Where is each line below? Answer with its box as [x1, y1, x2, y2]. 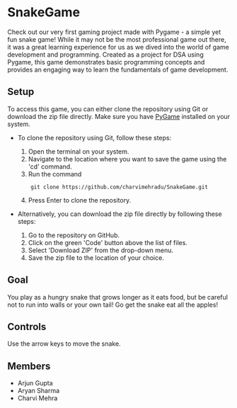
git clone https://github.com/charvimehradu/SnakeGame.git [30, 183, 209, 191]
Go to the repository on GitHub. [28, 231, 120, 239]
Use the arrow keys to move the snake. [7, 339, 122, 348]
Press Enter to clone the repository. [28, 195, 132, 204]
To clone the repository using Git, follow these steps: [17, 133, 172, 142]
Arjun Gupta [17, 379, 53, 387]
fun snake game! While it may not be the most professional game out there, [7, 35, 226, 43]
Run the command [28, 169, 82, 178]
